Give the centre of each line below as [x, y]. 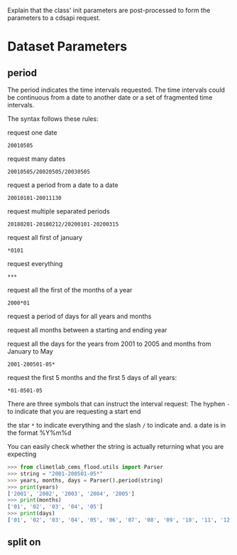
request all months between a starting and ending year [87, 330]
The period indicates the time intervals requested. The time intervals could [116, 90]
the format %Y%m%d [39, 433]
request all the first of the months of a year [70, 290]
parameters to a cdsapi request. [54, 18]
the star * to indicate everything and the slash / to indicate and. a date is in [117, 425]
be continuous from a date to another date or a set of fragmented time [110, 97]
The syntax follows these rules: [53, 119]
